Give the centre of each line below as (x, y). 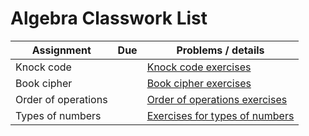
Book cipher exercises (199, 83)
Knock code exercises (199, 67)
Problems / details (220, 50)
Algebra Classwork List (109, 18)
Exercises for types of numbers (220, 115)
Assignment (61, 50)
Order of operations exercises (217, 99)
